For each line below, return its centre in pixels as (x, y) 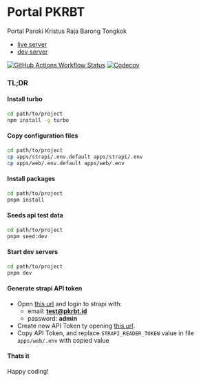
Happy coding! (28, 371)
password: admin (52, 318)
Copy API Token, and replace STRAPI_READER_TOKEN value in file (105, 333)
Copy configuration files (43, 136)
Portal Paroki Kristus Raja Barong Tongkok (67, 31)
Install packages (31, 179)
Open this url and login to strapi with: (70, 304)
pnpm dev (20, 273)
